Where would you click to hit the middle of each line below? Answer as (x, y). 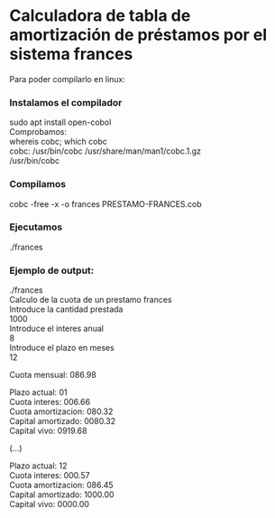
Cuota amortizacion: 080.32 (61, 411)
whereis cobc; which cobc (59, 142)
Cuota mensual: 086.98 (53, 375)
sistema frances (71, 54)
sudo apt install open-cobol (60, 122)
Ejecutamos (36, 227)
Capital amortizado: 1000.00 (62, 494)
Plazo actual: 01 (38, 392)
